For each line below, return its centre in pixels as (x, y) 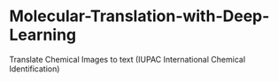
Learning (43, 35)
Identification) (35, 69)
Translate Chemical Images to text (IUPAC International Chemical (127, 59)
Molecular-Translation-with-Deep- (139, 16)
